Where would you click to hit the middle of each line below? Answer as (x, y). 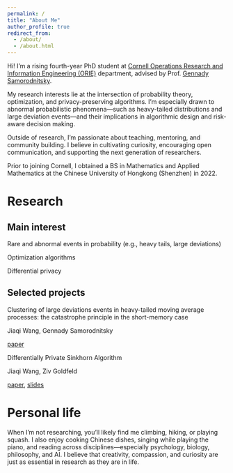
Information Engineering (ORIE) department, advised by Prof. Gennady (108, 73)
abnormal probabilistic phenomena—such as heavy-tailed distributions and (115, 109)
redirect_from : (29, 33)
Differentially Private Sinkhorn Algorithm (65, 357)
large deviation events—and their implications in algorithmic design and (110, 117)
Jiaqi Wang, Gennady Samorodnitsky (60, 330)
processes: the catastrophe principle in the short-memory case (98, 317)
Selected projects (46, 293)
